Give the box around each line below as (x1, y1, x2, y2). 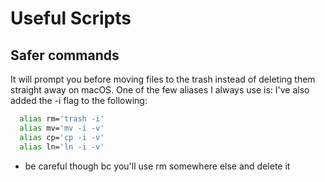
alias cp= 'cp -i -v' (19, 132, 105, 142)
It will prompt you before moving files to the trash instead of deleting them (10, 73, 316, 85)
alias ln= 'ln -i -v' (19, 142, 105, 152)
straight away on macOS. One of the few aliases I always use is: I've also (10, 84, 310, 96)
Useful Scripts (10, 7, 132, 30)
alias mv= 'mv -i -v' (19, 123, 105, 133)
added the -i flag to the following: (10, 95, 148, 106)
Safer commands (10, 47, 120, 64)
